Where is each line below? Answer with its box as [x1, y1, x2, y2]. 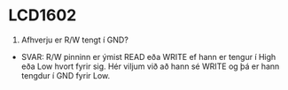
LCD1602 [8, 5, 77, 26]
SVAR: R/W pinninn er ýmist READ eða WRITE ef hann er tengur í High [20, 51, 276, 62]
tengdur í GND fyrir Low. [20, 70, 111, 80]
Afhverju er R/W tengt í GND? [20, 34, 129, 45]
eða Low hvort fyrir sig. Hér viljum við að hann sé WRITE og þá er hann [20, 61, 280, 71]
